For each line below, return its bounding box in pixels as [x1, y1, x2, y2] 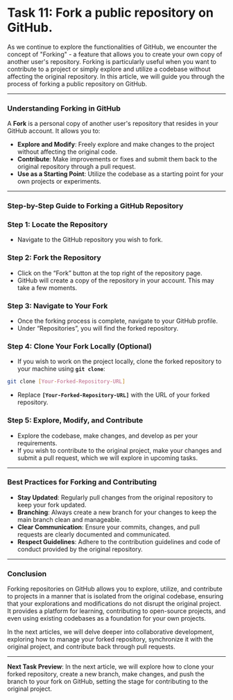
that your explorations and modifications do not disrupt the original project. [7, 600, 222, 608]
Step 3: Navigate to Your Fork [7, 301, 108, 310]
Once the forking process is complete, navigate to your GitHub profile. [17, 317, 218, 325]
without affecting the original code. [17, 148, 118, 156]
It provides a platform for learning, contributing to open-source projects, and [7, 607, 226, 615]
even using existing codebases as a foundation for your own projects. [7, 614, 207, 623]
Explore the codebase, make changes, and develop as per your [17, 431, 198, 440]
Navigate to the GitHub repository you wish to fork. [17, 235, 163, 244]
